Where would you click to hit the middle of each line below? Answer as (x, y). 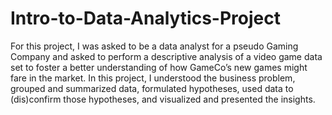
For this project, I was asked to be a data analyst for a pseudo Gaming (154, 46)
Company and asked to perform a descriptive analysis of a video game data (166, 56)
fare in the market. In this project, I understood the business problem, (153, 78)
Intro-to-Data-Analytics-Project (145, 18)
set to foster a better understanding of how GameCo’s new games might (159, 67)
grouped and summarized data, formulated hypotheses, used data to (152, 88)
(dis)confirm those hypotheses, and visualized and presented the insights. (163, 99)
